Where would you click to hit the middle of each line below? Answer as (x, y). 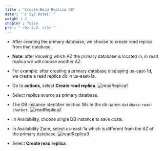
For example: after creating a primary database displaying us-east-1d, (82, 71)
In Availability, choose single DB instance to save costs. (68, 119)
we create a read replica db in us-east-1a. (54, 76)
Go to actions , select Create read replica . (54, 86)
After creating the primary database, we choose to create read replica (82, 42)
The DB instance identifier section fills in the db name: (66, 105)
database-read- (137, 105)
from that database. (32, 47)
